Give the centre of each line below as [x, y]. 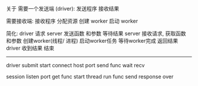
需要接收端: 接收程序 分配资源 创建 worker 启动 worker [72, 21]
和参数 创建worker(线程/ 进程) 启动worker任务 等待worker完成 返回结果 [92, 41]
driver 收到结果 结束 [30, 48]
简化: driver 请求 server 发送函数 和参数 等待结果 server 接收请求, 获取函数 [96, 33]
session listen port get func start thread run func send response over [90, 77]
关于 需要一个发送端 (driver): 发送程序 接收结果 [63, 8]
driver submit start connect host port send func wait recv [75, 65]
